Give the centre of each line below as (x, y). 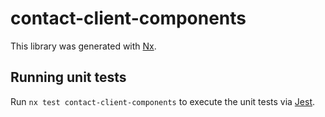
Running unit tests (68, 77)
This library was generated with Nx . (83, 46)
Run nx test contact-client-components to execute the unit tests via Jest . (163, 101)
